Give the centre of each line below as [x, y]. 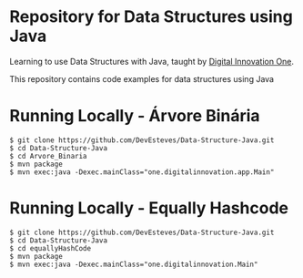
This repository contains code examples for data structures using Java [142, 78]
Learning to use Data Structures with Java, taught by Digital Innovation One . [151, 61]
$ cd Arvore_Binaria [49, 156]
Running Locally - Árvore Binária [135, 116]
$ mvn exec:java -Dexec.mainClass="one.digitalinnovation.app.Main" [142, 172]
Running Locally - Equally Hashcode [149, 208]
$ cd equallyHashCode [50, 248]
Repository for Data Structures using [151, 17]
